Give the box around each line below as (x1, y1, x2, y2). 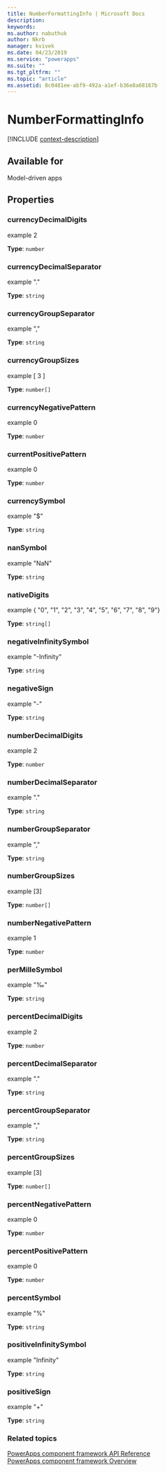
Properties (7, 194, 55, 206)
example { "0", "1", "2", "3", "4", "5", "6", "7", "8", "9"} (7, 606, 161, 614)
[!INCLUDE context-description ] (7, 135, 99, 143)
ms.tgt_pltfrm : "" (7, 68, 61, 75)
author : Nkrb (7, 36, 45, 43)
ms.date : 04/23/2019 (7, 50, 68, 57)
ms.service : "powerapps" (7, 56, 80, 63)
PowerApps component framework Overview (7, 1457, 137, 1465)
